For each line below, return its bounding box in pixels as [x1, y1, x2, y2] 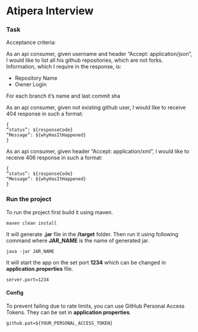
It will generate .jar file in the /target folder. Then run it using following [6, 230, 178, 237]
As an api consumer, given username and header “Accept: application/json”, [6, 51, 192, 58]
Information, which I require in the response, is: [6, 63, 122, 70]
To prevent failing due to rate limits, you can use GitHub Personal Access [6, 302, 185, 309]
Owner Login [14, 81, 47, 88]
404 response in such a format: [6, 110, 83, 117]
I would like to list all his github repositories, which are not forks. [6, 57, 164, 64]
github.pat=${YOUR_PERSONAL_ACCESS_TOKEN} [6, 320, 113, 326]
